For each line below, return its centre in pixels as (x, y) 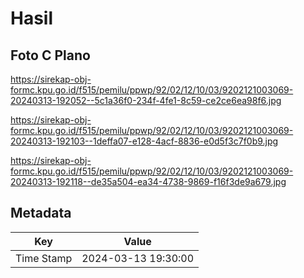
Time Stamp (44, 258)
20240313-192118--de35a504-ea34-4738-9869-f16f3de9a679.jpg (148, 181)
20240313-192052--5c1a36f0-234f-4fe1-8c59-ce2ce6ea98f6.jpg (146, 100)
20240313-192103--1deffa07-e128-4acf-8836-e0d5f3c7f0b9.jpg (144, 141)
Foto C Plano (50, 55)
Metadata (41, 213)
